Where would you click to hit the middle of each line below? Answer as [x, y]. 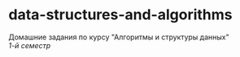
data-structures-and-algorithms [121, 15]
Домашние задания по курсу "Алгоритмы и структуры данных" [119, 37]
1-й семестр [30, 45]
